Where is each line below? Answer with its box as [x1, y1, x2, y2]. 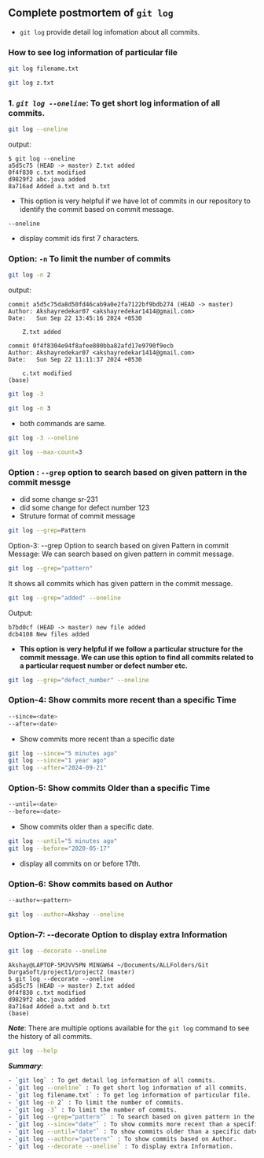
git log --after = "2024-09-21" [8, 764, 108, 772]
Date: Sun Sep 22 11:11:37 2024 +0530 [8, 356, 143, 364]
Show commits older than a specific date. [19, 822, 155, 832]
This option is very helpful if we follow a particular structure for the [19, 644, 244, 653]
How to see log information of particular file [8, 46, 178, 58]
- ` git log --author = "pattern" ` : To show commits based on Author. [8, 1135, 237, 1143]
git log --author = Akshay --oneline [8, 911, 125, 919]
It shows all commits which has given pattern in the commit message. [8, 578, 233, 588]
